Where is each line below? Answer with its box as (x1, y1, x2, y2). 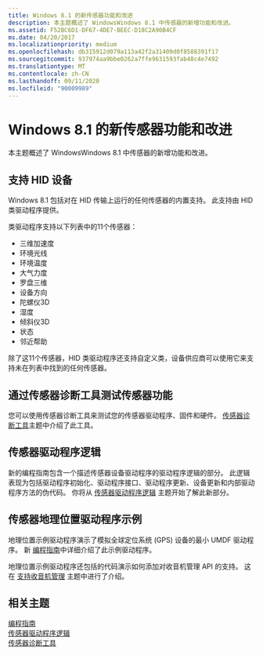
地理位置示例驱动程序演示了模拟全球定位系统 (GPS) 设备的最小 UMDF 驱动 (8, 535, 247, 544)
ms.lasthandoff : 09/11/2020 (8, 77, 100, 85)
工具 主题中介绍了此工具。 (14, 420, 98, 430)
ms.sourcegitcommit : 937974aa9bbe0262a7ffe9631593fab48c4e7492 (8, 56, 219, 64)
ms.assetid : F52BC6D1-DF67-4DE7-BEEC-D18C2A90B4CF (8, 26, 177, 34)
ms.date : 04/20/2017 (8, 33, 76, 42)
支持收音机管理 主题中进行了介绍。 (16, 571, 129, 580)
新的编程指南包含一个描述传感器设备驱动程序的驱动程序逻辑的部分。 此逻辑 (8, 468, 250, 477)
